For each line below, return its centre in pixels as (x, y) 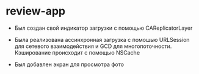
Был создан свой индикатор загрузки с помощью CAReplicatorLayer (103, 28)
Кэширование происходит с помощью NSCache (77, 52)
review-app (36, 11)
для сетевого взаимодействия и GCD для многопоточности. (93, 46)
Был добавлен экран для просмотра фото (69, 64)
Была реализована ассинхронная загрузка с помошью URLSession (102, 39)
